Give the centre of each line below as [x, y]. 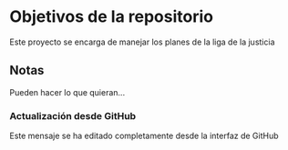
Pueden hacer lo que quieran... [67, 92]
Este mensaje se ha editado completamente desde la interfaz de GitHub [144, 136]
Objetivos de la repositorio [112, 17]
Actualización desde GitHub [73, 115]
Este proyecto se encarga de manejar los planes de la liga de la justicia [142, 42]
